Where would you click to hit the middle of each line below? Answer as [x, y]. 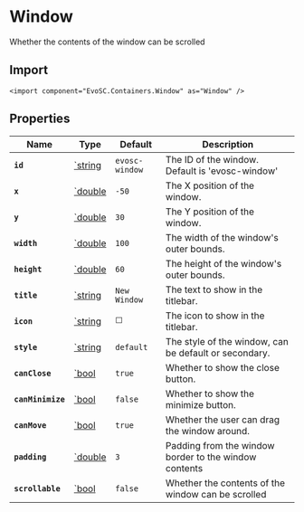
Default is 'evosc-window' [222, 171]
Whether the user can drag [223, 420]
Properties [40, 119]
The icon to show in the [215, 316]
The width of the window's [222, 237]
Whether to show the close [223, 367]
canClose [33, 373]
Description [228, 144]
